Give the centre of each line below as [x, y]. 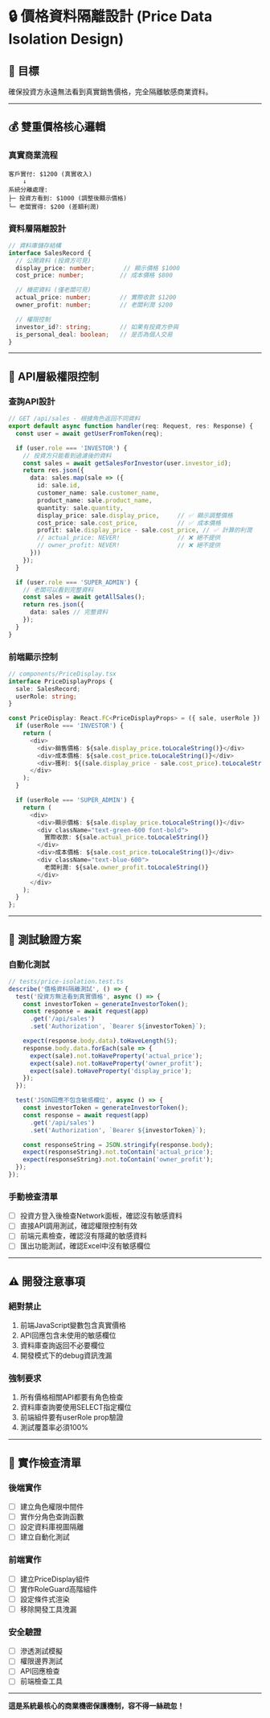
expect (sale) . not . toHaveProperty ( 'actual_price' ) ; [116, 1056]
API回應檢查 [40, 1671]
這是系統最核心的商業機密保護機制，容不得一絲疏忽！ [96, 1706]
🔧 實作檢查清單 [45, 1463]
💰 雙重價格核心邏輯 [57, 127]
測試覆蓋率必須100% [54, 1428]
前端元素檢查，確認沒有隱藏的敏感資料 [83, 1236]
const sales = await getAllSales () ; [84, 597]
